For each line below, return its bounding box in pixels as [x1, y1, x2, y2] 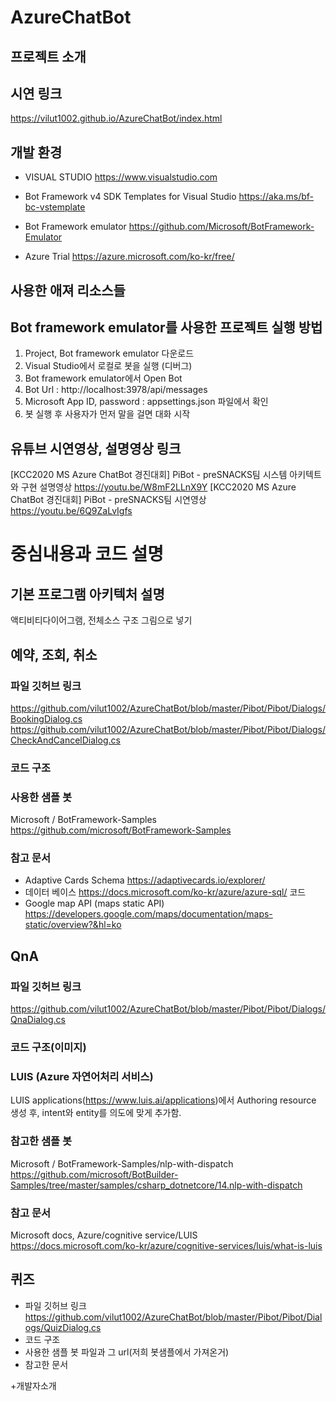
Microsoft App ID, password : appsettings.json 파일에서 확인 [24, 396, 269, 408]
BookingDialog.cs [10, 712, 83, 725]
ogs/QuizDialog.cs [24, 1321, 102, 1333]
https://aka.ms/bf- [238, 191, 315, 203]
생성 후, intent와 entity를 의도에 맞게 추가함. [10, 1107, 182, 1119]
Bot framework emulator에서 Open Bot [24, 372, 183, 385]
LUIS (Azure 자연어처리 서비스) [10, 1069, 154, 1083]
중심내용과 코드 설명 [10, 543, 165, 566]
